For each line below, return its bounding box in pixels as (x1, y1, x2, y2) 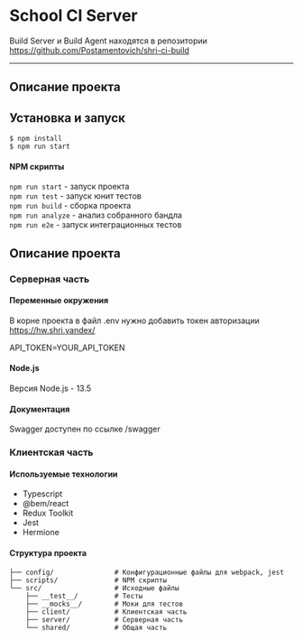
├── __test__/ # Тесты (25, 591, 143, 600)
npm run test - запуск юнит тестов (9, 190, 142, 201)
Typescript (22, 488, 63, 499)
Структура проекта (9, 547, 87, 558)
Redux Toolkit (22, 507, 74, 519)
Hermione (22, 527, 60, 538)
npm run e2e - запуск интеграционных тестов (9, 219, 182, 230)
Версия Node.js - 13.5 (9, 383, 92, 394)
